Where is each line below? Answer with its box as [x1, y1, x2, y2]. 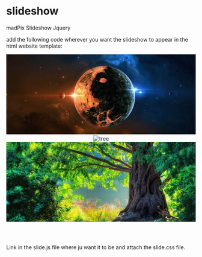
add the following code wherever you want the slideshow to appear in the [6, 36, 188, 43]
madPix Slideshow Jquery [6, 24, 71, 31]
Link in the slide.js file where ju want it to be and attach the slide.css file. [6, 244, 186, 251]
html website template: [6, 42, 63, 49]
